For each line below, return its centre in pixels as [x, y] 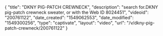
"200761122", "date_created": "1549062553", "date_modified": [69, 18]
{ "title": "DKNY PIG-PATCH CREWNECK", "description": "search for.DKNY [81, 7]
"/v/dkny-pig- [141, 23]
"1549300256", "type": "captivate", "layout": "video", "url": [65, 23]
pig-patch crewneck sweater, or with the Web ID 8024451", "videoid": [77, 12]
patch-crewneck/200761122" [35, 28]
